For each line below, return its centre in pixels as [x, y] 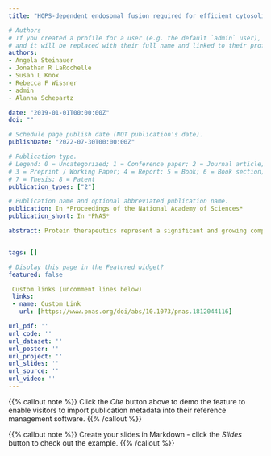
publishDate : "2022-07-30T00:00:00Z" [72, 142]
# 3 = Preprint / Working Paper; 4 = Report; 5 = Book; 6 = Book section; [137, 172]
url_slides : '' [34, 364]
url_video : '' [32, 379]
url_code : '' [30, 333]
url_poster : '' [34, 349]
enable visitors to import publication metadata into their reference [117, 410]
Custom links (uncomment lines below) [77, 289]
